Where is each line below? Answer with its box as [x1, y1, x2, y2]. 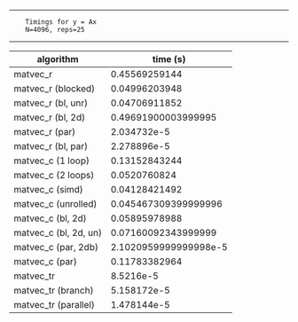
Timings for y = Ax [25, 18, 98, 27]
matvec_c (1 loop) [13, 154, 90, 167]
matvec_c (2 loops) [13, 169, 95, 181]
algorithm [36, 53, 79, 65]
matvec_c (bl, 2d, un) [13, 227, 102, 239]
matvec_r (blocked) [13, 82, 96, 94]
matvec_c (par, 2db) [13, 241, 99, 253]
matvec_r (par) [13, 126, 76, 137]
